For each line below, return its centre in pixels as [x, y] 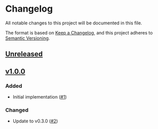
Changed [17, 110]
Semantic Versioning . [28, 38]
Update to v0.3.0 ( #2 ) [35, 121]
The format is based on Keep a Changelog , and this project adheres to [79, 33]
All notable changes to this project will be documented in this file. [74, 23]
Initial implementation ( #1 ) [40, 97]
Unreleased [24, 54]
